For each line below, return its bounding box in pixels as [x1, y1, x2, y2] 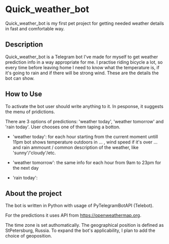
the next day [12, 165, 39, 171]
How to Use [5, 90, 43, 99]
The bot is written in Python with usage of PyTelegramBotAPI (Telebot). [5, 203, 154, 209]
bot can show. [5, 75, 34, 81]
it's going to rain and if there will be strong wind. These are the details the [5, 70, 159, 76]
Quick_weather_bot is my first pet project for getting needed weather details [5, 20, 164, 26]
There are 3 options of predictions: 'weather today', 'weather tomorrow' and [5, 118, 164, 124]
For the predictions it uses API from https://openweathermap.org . [5, 212, 142, 218]
